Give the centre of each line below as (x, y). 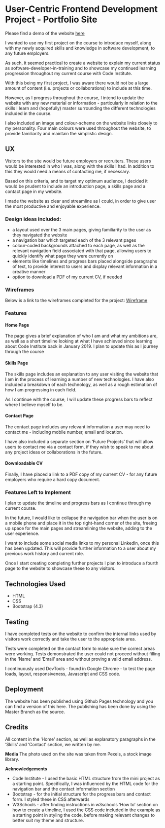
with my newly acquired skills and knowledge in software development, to (80, 48)
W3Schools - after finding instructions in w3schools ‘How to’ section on (85, 804)
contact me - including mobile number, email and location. (64, 432)
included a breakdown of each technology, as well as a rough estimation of (81, 384)
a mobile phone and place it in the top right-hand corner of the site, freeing (81, 523)
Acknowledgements (26, 769)
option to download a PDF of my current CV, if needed (67, 277)
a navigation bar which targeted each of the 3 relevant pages (74, 240)
